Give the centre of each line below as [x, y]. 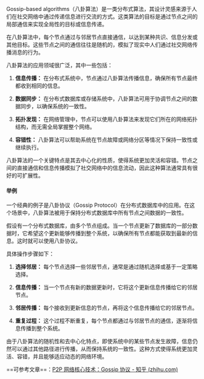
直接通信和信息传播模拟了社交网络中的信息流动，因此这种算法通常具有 [104, 168]
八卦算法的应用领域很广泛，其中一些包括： [59, 65]
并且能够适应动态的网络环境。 [70, 356]
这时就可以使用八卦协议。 [49, 241]
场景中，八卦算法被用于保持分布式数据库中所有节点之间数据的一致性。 [99, 213]
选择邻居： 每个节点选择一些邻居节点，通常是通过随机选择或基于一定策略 [106, 267]
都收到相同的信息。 [39, 86]
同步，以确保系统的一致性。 [55, 106]
